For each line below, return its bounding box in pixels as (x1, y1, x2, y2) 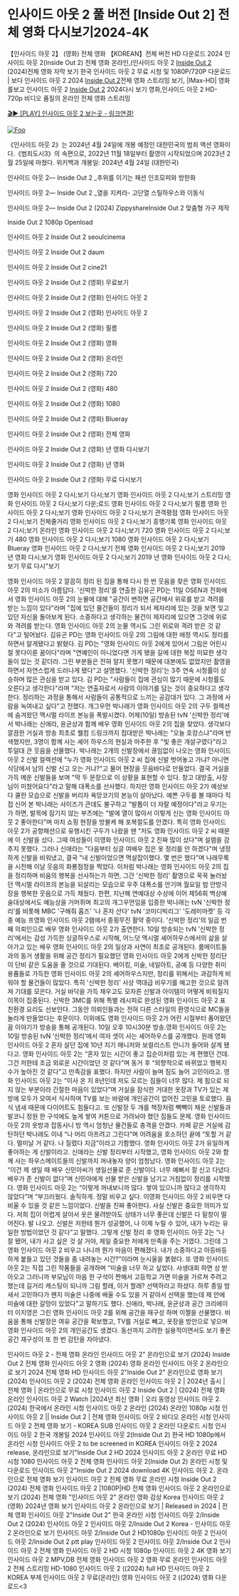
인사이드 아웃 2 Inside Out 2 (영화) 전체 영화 (7, 430, 131, 438)
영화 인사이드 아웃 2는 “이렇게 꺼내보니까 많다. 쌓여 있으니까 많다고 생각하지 (16, 1183, 226, 1191)
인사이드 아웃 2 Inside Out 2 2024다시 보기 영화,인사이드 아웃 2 (26, 85, 204, 93)
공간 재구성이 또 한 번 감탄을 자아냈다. (7, 1335, 112, 1343)
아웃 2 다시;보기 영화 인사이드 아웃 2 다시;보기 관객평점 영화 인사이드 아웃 (26, 508, 229, 517)
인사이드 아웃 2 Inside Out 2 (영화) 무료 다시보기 (7, 475, 142, 484)
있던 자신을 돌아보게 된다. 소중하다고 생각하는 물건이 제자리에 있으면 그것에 (7, 612, 215, 621)
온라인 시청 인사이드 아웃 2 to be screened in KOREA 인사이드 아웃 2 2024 (7, 1439, 218, 1448)
